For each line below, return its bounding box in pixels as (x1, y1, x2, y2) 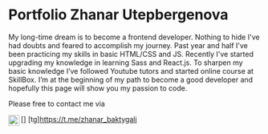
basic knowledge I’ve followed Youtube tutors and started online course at (8, 66, 254, 75)
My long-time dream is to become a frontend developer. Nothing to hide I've (8, 32, 260, 42)
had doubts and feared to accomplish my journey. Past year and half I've (8, 40, 249, 50)
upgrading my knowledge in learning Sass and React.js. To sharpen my (8, 58, 243, 67)
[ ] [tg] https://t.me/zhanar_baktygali (21, 114, 138, 124)
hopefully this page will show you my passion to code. (8, 83, 188, 93)
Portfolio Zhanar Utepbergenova (8, 6, 229, 24)
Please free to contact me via (8, 99, 106, 108)
